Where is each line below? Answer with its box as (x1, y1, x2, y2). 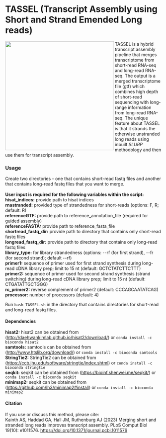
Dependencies (5, 318, 36, 324)
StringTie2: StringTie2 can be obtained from (5, 354, 96, 361)
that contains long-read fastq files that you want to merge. (5, 181, 125, 187)
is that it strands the (115, 125, 156, 131)
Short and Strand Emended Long (5, 14, 143, 25)
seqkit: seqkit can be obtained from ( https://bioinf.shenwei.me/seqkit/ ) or (5, 369, 156, 376)
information (128, 104, 152, 110)
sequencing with (115, 99, 149, 105)
